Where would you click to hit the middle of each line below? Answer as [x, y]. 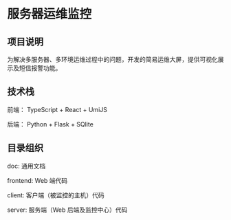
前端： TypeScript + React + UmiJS [57, 109]
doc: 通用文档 [26, 166]
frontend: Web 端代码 [37, 180]
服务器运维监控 [49, 14]
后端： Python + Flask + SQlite [51, 124]
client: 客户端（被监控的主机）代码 [56, 195]
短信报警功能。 [40, 68]
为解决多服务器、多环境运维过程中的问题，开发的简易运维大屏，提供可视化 [112, 59]
